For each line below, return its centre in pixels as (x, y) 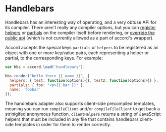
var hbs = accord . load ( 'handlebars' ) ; (45, 67)
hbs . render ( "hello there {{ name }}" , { (48, 76)
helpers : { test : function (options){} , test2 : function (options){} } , (84, 80)
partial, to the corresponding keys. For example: (54, 58)
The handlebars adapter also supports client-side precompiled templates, (80, 103)
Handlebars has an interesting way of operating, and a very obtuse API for (81, 22)
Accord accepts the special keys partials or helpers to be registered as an (82, 47)
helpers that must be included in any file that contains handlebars (72, 119)
